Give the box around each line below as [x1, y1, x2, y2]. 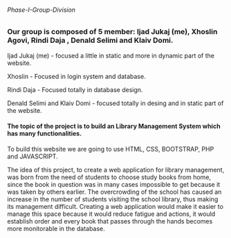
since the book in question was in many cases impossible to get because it [7, 180, 221, 188]
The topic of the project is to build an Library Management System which [7, 122, 221, 131]
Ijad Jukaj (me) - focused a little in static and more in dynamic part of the [7, 51, 214, 59]
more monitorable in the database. [7, 224, 105, 232]
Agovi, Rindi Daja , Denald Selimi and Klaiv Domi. [7, 35, 174, 45]
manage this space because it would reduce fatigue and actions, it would [7, 210, 216, 218]
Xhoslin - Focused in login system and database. [7, 72, 147, 80]
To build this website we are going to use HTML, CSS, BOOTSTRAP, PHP [7, 145, 214, 153]
